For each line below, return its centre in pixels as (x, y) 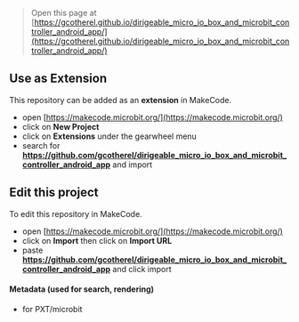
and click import (142, 269)
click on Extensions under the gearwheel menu (109, 136)
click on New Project (61, 126)
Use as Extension (58, 79)
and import (133, 165)
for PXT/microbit (52, 309)
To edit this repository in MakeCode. (76, 213)
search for (41, 145)
